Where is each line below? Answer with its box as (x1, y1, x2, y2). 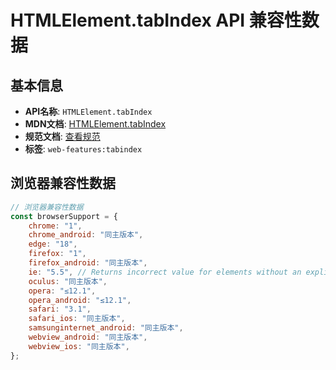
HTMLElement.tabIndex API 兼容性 (10, 9, 302, 32)
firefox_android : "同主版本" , (28, 258, 148, 268)
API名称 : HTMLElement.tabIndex (24, 106, 153, 117)
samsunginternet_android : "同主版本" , (28, 323, 184, 333)
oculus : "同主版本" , (28, 276, 108, 286)
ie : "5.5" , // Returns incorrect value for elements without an (28, 267, 302, 277)
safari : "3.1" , (28, 304, 92, 315)
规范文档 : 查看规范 (24, 131, 101, 142)
